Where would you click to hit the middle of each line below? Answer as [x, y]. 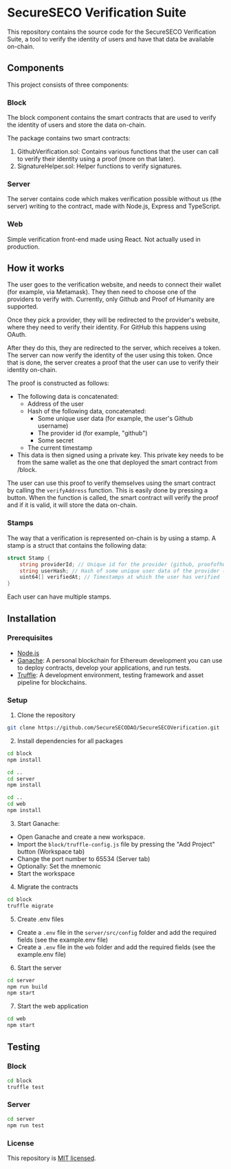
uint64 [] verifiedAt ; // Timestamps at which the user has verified [120, 577]
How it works [36, 268]
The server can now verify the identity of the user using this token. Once [110, 355]
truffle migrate [30, 906]
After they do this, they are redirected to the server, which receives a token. [114, 348]
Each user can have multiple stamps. [59, 597]
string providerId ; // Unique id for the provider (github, [107, 564]
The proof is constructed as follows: [58, 383]
